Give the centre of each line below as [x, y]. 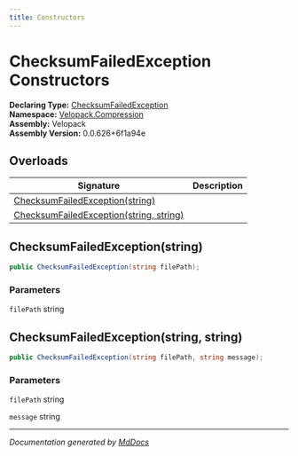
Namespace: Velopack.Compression [77, 114]
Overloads [39, 161]
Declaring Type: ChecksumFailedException [89, 105]
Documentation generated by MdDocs [79, 442]
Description [218, 185]
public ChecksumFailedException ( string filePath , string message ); [137, 358]
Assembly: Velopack [48, 123]
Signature [99, 185]
